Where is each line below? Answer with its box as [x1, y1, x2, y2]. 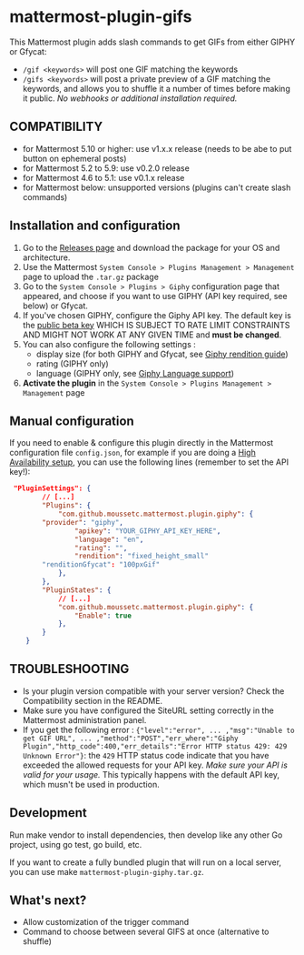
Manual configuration [9, 413, 134, 428]
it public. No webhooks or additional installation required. [22, 93, 238, 104]
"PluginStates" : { [42, 585, 112, 595]
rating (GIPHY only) [35, 357, 109, 369]
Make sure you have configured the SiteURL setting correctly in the [22, 705, 274, 716]
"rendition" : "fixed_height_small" [74, 552, 209, 561]
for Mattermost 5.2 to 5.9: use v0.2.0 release [22, 162, 191, 174]
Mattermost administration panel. [22, 714, 147, 725]
